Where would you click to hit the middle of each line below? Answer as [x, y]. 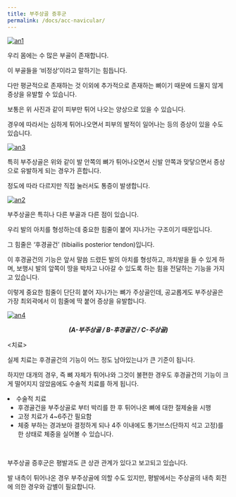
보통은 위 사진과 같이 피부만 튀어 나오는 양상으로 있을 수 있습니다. [97, 109]
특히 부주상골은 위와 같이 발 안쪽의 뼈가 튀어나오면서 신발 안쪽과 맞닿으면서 [110, 162]
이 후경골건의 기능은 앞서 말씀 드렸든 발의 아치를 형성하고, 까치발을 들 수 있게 [112, 259]
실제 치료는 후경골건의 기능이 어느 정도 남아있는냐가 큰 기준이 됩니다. [101, 359]
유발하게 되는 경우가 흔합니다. [61, 170]
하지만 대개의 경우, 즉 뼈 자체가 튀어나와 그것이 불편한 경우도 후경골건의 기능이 [114, 375]
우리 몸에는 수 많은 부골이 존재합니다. [58, 55]
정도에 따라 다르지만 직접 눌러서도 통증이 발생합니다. [79, 185]
